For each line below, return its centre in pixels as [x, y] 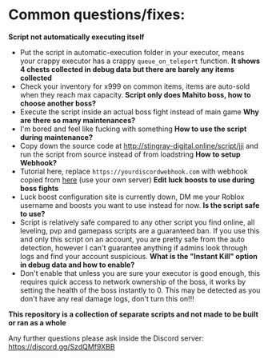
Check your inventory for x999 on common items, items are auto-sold [135, 86]
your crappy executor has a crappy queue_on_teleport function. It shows [140, 61]
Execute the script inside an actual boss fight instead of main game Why [140, 112]
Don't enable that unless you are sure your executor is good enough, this [140, 273]
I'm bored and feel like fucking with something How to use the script [133, 129]
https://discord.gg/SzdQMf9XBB [62, 346]
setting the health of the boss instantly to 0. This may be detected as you [140, 290]
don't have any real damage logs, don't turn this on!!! [107, 298]
